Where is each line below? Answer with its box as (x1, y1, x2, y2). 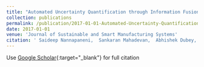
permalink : (6, 20, 34, 26)
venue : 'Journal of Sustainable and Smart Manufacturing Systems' (6, 32, 178, 38)
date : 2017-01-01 (6, 26, 50, 32)
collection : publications (6, 15, 72, 21)
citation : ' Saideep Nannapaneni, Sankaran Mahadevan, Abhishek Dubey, (6, 37, 197, 43)
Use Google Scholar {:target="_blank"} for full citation (6, 54, 140, 61)
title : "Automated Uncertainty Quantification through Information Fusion (6, 9, 200, 15)
